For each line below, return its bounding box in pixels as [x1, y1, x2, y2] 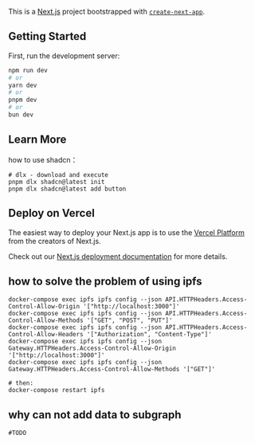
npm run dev [8, 66, 48, 74]
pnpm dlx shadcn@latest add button [8, 185, 127, 193]
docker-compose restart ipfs [8, 386, 105, 394]
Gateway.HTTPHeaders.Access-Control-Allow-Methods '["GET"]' [8, 366, 216, 374]
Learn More [8, 133, 67, 147]
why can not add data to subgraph [8, 408, 182, 421]
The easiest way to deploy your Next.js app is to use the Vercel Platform [8, 227, 245, 237]
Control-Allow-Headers [8, 331, 84, 339]
